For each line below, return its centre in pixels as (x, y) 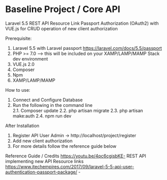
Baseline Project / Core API (63, 9)
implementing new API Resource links (45, 161)
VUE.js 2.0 (24, 64)
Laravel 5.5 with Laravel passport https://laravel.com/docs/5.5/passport (87, 48)
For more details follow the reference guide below (65, 146)
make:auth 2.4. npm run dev (42, 116)
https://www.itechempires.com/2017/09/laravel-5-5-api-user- (70, 166)
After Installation (22, 126)
